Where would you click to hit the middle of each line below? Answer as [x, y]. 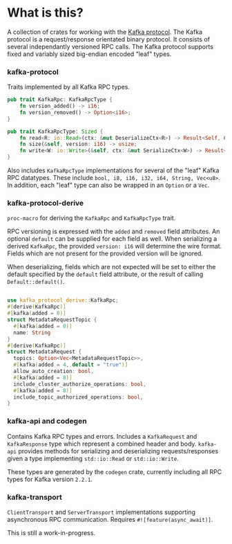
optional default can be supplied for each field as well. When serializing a [112, 239]
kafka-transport [35, 497]
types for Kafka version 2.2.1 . [50, 479]
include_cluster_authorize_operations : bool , [80, 384]
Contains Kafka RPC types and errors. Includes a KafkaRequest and [102, 436]
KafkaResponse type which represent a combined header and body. [102, 444]
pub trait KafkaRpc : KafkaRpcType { [60, 100]
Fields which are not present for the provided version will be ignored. [105, 253]
